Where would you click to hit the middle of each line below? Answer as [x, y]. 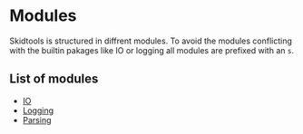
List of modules [54, 79]
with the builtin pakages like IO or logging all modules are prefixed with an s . [152, 50]
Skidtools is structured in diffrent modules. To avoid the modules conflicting [151, 41]
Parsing [37, 120]
